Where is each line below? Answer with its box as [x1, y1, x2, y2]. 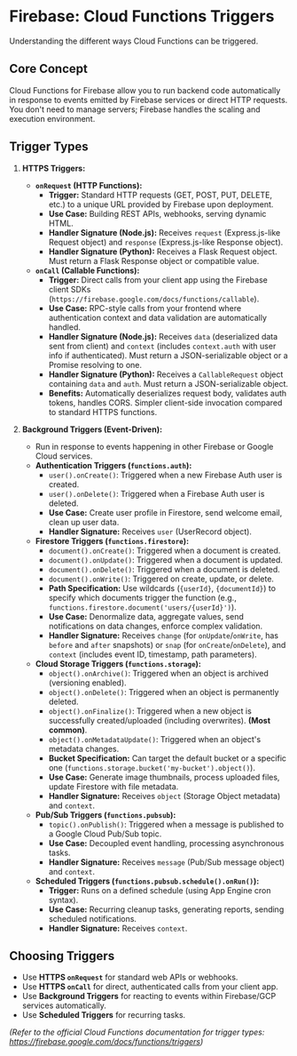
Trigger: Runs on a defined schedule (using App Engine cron [48, 884, 272, 895]
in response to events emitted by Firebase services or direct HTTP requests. [9, 94, 288, 105]
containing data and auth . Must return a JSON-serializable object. [48, 378, 289, 388]
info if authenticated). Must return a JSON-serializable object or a [48, 349, 288, 361]
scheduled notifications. [48, 913, 137, 924]
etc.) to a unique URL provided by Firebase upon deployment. [48, 198, 274, 210]
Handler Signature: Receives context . [48, 923, 188, 933]
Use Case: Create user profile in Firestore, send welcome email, [48, 507, 283, 517]
